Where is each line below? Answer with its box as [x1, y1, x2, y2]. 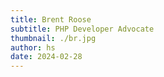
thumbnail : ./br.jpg [10, 33, 97, 43]
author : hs [10, 42, 56, 53]
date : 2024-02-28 [10, 52, 83, 62]
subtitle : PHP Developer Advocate [10, 24, 155, 34]
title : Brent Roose [10, 14, 92, 25]
